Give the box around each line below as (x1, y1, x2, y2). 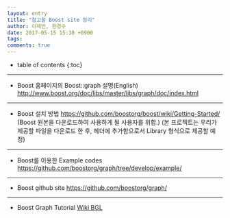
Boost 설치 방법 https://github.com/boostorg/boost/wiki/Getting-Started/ (16, 110, 220, 117)
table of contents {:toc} (16, 61, 83, 69)
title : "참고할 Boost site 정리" (7, 16, 96, 23)
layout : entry (7, 10, 48, 17)
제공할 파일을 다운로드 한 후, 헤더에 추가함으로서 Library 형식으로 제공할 (16, 127, 209, 134)
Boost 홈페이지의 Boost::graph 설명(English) (16, 82, 139, 89)
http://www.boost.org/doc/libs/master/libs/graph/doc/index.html (16, 89, 199, 97)
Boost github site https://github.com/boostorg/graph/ (16, 184, 168, 192)
